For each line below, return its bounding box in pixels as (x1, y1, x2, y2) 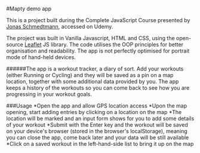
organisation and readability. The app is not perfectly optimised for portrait (6, 47, 190, 54)
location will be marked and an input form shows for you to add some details (6, 115, 195, 122)
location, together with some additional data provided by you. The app (6, 78, 179, 85)
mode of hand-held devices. (6, 54, 76, 60)
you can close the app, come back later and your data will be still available (6, 134, 189, 141)
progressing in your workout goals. (6, 91, 93, 97)
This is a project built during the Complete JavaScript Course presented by (6, 17, 190, 23)
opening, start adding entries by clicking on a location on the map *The (6, 109, 182, 115)
